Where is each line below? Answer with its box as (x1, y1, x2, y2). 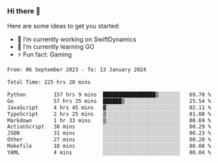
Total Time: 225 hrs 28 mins (7, 79, 91, 86)
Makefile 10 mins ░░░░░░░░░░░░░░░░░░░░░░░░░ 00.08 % (7, 143, 212, 150)
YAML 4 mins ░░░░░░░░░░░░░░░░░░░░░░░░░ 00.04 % (7, 148, 212, 156)
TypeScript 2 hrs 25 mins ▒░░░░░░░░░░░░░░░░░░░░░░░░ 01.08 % (7, 111, 212, 117)
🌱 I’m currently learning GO (17, 43, 95, 51)
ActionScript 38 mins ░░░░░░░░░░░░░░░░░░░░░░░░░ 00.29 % (7, 124, 212, 131)
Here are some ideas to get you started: (7, 22, 121, 30)
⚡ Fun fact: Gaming (17, 50, 72, 59)
